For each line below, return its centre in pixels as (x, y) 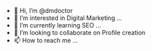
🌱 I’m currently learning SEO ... (57, 25)
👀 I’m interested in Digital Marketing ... (68, 18)
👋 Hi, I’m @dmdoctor (43, 11)
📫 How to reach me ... (46, 40)
